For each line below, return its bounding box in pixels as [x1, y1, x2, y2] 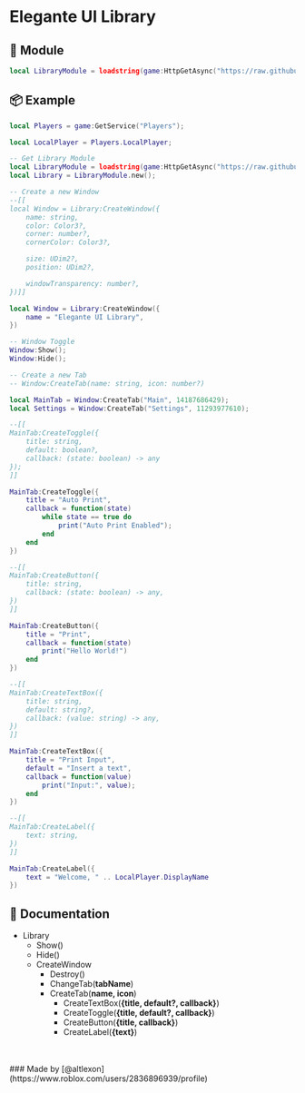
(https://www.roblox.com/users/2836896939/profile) [9, 1073, 209, 1084]
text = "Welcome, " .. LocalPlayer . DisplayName [25, 872, 209, 881]
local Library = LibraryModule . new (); [9, 171, 156, 181]
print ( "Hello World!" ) [42, 646, 128, 655]
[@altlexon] [61, 1064, 104, 1075]
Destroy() [49, 969, 85, 980]
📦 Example [9, 93, 75, 108]
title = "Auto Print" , [25, 496, 112, 505]
